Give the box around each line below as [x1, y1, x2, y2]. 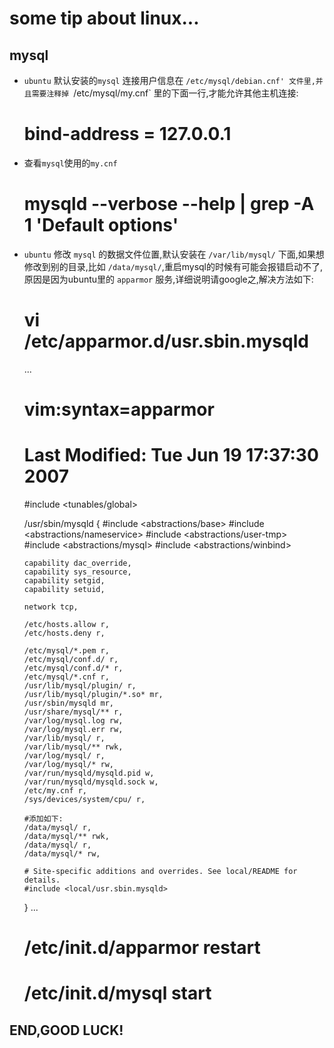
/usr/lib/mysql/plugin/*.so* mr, [23, 689, 164, 699]
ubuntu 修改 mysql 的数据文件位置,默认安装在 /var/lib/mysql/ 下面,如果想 [23, 248, 325, 260]
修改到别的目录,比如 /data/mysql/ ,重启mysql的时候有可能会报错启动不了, [23, 260, 324, 272]
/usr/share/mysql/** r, [23, 707, 124, 717]
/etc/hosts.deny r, [23, 628, 106, 638]
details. [23, 875, 61, 885]
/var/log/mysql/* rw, [23, 759, 114, 769]
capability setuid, [23, 584, 106, 594]
